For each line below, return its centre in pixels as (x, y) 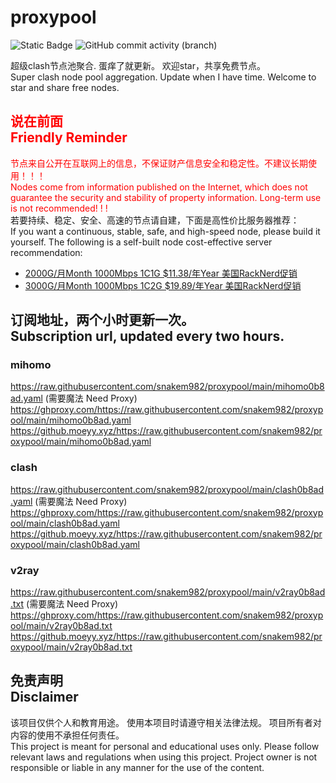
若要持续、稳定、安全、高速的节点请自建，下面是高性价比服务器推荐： (155, 220)
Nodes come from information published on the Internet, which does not (159, 187)
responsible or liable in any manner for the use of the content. (137, 767)
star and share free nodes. (65, 87)
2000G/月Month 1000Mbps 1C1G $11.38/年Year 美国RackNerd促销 (161, 273)
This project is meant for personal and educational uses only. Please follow (165, 746)
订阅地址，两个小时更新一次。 (102, 320)
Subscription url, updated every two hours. (147, 336)
